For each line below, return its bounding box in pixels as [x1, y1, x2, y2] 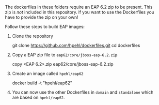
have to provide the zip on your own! [5, 15, 79, 20]
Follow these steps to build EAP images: [5, 24, 85, 30]
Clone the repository [12, 33, 53, 39]
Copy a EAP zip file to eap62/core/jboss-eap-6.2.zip [12, 52, 118, 58]
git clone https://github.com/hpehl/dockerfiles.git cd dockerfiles [12, 43, 141, 48]
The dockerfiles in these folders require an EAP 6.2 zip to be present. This [5, 4, 153, 10]
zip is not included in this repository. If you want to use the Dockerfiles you [5, 9, 154, 15]
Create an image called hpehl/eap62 [12, 71, 84, 76]
